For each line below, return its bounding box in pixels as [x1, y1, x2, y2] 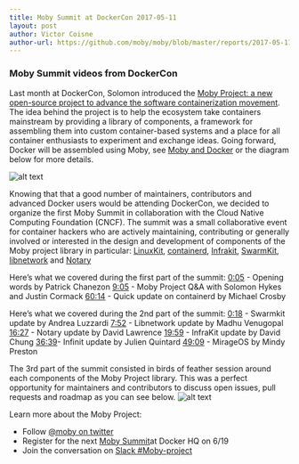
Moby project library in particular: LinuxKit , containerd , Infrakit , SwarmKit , [9, 245, 279, 256]
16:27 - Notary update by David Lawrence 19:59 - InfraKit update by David [9, 327, 281, 338]
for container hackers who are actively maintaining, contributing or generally [9, 226, 290, 237]
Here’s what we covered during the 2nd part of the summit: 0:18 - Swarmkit [9, 308, 286, 319]
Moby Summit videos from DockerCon [9, 68, 178, 80]
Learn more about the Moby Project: [9, 409, 142, 419]
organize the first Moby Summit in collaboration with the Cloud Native [9, 207, 264, 218]
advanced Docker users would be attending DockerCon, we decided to [9, 198, 270, 208]
